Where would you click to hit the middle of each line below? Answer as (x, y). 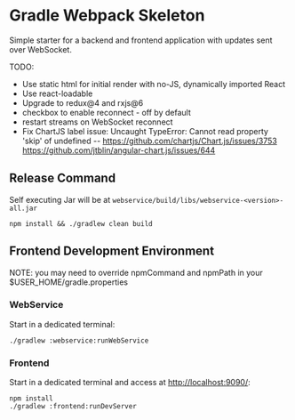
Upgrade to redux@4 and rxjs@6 (83, 102)
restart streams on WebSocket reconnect (97, 122)
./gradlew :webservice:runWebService (79, 340)
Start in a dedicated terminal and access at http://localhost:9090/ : (130, 383)
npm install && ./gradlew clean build (81, 223)
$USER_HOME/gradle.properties (69, 282)
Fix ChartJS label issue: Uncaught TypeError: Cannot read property (145, 131)
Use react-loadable (57, 93)
